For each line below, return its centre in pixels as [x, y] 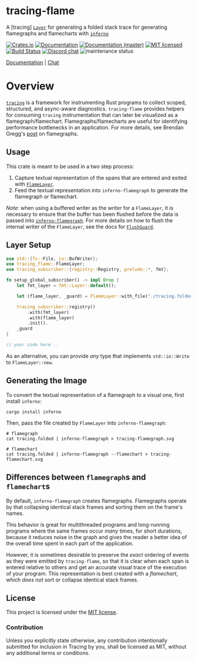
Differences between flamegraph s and [76, 477]
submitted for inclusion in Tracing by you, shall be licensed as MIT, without [96, 646]
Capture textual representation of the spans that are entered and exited [101, 178]
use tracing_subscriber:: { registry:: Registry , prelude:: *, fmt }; [87, 270]
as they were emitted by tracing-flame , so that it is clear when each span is [98, 561]
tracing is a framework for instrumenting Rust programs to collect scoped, [96, 102]
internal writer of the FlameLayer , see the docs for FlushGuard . [80, 226]
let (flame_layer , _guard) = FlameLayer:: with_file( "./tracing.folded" [106, 296]
